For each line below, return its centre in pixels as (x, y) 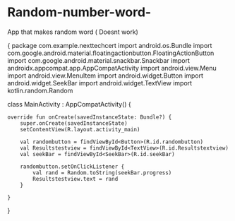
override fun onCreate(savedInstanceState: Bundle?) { (90, 117)
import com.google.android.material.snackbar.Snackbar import (99, 60)
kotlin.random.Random (40, 90)
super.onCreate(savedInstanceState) (74, 123)
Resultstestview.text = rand (76, 179)
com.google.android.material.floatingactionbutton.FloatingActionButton (111, 53)
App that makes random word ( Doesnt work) (73, 32)
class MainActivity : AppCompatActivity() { (70, 104)
